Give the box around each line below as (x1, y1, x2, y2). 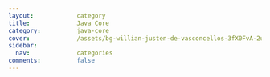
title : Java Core (8, 19, 110, 27)
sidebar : (8, 42, 38, 50)
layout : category (8, 11, 106, 20)
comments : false (8, 57, 95, 65)
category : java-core (8, 26, 110, 34)
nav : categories (15, 49, 113, 57)
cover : (8, 34, 31, 43)
